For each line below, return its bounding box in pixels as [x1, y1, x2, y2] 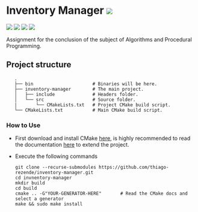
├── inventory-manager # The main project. [14, 86, 144, 92]
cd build [14, 186, 37, 192]
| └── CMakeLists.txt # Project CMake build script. [14, 101, 171, 108]
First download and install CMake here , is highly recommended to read [14, 135, 191, 142]
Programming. [6, 42, 42, 49]
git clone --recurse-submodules [14, 165, 96, 171]
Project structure [6, 59, 72, 70]
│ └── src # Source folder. [14, 97, 136, 103]
